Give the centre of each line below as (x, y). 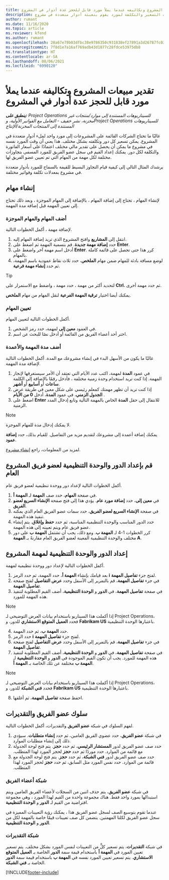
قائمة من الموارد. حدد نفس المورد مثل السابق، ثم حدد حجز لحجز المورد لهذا (83, 762)
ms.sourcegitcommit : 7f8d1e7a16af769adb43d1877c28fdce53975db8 (73, 47)
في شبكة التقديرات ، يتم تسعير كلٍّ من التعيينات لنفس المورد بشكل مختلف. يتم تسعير (84, 846)
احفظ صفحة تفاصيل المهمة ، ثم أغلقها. (48, 698)
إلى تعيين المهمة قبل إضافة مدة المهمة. (42, 205)
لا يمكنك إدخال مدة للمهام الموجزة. (38, 425)
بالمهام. (20, 255)
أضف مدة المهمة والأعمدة (33, 347)
